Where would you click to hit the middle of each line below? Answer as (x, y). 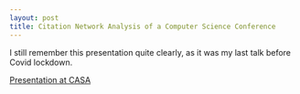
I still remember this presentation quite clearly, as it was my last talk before (150, 52)
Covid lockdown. (41, 62)
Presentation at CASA (50, 79)
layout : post (34, 18)
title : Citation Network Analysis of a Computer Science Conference (143, 26)
